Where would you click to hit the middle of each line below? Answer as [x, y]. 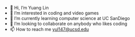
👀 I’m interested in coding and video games [54, 13]
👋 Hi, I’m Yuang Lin [29, 8]
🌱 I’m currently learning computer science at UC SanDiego [70, 18]
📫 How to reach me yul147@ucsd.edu [49, 29]
